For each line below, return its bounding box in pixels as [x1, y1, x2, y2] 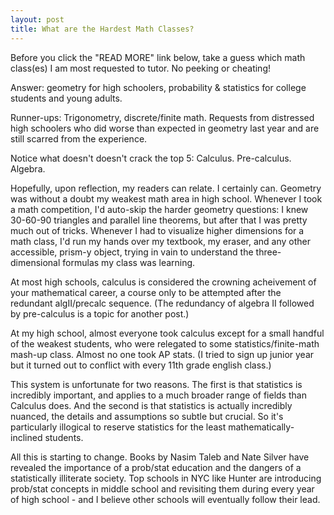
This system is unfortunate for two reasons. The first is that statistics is [10, 378, 303, 390]
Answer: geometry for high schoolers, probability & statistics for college [10, 81, 307, 93]
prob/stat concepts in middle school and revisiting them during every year [10, 482, 315, 495]
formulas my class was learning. [62, 256, 196, 268]
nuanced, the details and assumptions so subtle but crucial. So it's [10, 410, 284, 422]
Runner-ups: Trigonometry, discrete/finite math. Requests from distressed [10, 111, 315, 123]
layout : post [10, 14, 65, 25]
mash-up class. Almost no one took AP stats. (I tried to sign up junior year [10, 348, 315, 360]
